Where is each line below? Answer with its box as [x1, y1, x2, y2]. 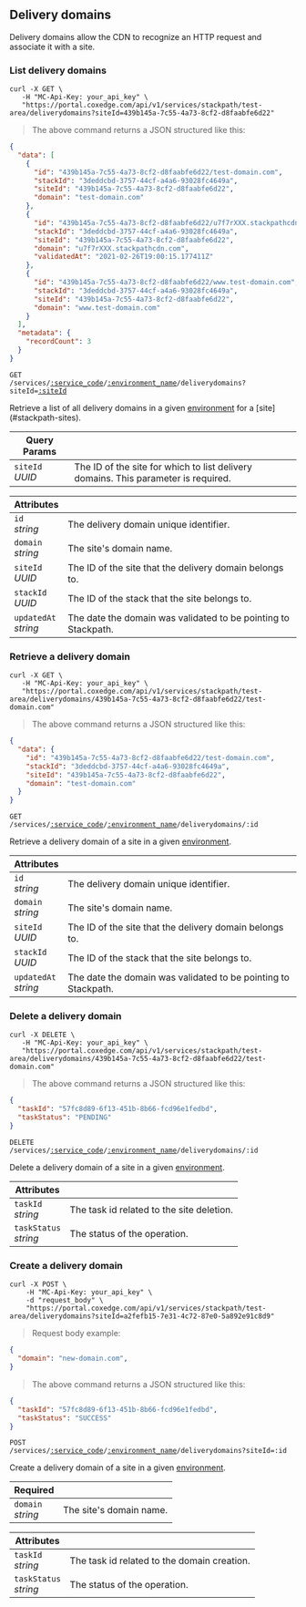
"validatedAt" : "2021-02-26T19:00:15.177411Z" [33, 252, 214, 262]
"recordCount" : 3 [25, 337, 92, 346]
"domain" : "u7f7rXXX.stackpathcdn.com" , [33, 243, 189, 253]
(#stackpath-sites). [9, 412, 82, 423]
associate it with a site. [9, 41, 96, 52]
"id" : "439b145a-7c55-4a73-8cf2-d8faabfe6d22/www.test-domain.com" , [33, 278, 300, 287]
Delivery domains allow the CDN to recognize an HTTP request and [9, 31, 262, 42]
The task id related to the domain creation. [69, 1554, 250, 1567]
